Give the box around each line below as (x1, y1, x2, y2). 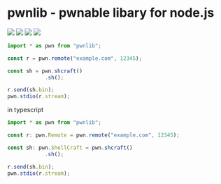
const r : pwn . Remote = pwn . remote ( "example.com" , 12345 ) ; (7, 132, 180, 139)
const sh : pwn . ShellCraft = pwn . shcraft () (7, 144, 133, 151)
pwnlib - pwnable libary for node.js (7, 5, 215, 21)
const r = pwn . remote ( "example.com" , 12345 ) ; (7, 54, 142, 62)
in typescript (7, 106, 44, 114)
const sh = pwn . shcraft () (7, 68, 83, 75)
